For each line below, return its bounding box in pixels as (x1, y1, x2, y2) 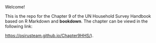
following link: (5, 23, 33, 29)
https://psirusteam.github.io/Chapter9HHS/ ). (5, 33, 94, 38)
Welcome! (5, 4, 25, 10)
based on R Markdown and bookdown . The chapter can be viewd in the (5, 19, 148, 24)
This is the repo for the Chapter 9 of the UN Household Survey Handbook (5, 13, 151, 19)
